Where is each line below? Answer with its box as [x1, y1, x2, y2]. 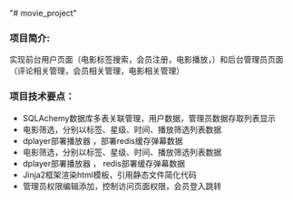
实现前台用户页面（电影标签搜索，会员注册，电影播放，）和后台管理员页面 [9, 54, 284, 65]
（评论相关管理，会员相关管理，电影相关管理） [9, 65, 184, 76]
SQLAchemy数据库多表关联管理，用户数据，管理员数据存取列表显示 [22, 112, 277, 123]
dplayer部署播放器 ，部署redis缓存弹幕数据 [22, 135, 183, 146]
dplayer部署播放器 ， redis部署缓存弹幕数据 [22, 157, 186, 168]
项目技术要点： [9, 90, 75, 103]
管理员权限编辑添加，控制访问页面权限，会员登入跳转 [22, 180, 222, 191]
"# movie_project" [9, 8, 77, 18]
